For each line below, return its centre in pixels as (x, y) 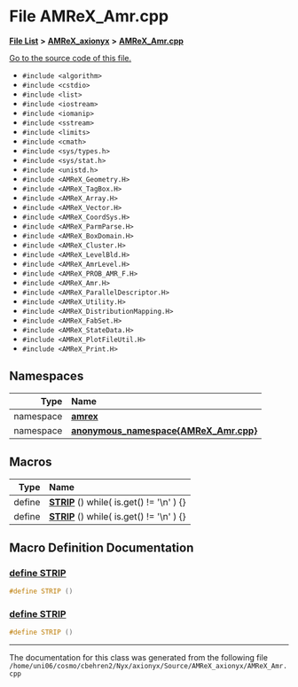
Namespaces (47, 376)
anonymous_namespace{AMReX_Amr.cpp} (164, 430)
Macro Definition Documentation (102, 547)
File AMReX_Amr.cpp (89, 16)
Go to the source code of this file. (71, 58)
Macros (31, 462)
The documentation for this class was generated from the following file (139, 658)
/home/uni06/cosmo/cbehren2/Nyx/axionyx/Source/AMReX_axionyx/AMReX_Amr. (149, 667)
